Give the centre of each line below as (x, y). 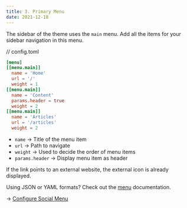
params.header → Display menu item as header (71, 158)
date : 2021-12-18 (27, 17)
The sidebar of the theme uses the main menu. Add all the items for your (93, 34)
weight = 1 (25, 84)
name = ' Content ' (33, 95)
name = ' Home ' (29, 73)
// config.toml (23, 51)
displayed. (19, 176)
